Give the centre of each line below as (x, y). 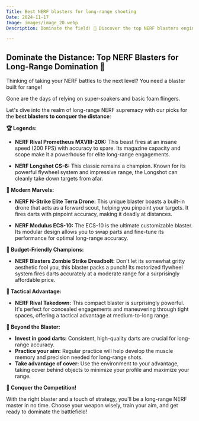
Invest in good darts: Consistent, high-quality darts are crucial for (95, 339)
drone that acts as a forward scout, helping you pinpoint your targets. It (102, 208)
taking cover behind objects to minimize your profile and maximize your (102, 370)
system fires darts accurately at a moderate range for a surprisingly (97, 274)
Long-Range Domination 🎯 (56, 67)
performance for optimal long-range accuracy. (71, 238)
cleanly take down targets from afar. (59, 179)
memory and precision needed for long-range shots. (79, 357)
